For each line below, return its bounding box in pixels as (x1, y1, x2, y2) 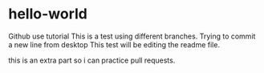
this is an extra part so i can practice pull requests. (8, 55, 176, 65)
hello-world (8, 5, 88, 23)
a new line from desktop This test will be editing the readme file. (8, 39, 221, 49)
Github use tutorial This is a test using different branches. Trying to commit (8, 31, 256, 41)
